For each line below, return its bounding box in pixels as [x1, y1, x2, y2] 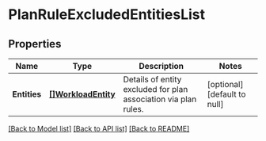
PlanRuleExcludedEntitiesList [8, 6, 206, 24]
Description [138, 61, 184, 71]
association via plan [123, 93, 197, 105]
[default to [207, 89, 246, 100]
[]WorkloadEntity [48, 89, 116, 100]
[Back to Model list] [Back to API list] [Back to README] [8, 124, 190, 133]
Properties [8, 37, 62, 51]
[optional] [207, 79, 244, 90]
